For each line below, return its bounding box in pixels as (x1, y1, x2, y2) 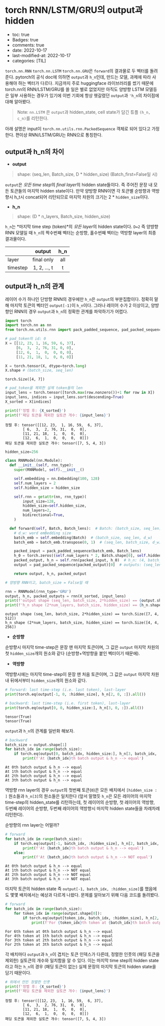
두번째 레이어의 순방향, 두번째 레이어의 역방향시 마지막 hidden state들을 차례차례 (5, 805, 160, 811)
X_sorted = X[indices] (5, 399, 52, 404)
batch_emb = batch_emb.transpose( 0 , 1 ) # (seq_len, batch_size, (14, 540, 151, 545)
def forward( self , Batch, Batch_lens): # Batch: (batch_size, (9, 526, 141, 531)
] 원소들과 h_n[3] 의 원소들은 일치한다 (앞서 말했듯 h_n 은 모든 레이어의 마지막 (5, 793, 152, 799)
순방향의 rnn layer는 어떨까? (5, 822, 60, 828)
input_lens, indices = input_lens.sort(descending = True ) (5, 395, 124, 400)
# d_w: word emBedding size (14, 530, 71, 536)
